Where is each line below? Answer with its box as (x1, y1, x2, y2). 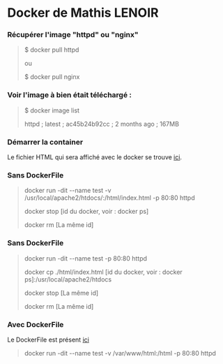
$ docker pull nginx (24, 73, 80, 81)
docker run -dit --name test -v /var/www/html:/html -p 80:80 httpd (24, 349, 216, 357)
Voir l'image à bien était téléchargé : (7, 90, 132, 100)
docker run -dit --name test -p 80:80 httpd (24, 254, 148, 263)
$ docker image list (24, 106, 80, 115)
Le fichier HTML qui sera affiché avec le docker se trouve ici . (7, 153, 183, 161)
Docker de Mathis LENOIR (7, 5, 159, 21)
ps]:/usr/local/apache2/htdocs (24, 275, 112, 284)
